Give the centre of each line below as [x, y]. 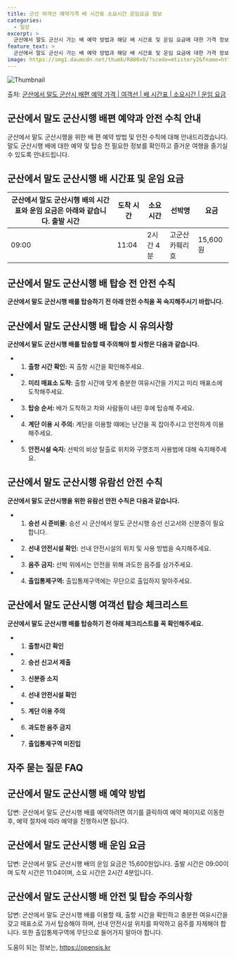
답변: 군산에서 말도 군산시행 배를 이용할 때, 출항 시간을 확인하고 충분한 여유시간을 [118, 915]
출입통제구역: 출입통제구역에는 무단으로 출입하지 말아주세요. [110, 581]
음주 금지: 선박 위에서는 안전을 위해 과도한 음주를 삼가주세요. [110, 565]
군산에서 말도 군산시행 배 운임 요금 [77, 845]
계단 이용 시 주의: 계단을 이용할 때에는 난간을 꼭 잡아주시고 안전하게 [119, 424]
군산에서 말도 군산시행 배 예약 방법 [77, 794]
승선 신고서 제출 [50, 662]
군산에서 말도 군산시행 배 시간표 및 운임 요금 [96, 178]
